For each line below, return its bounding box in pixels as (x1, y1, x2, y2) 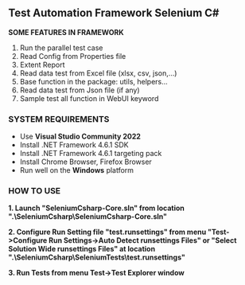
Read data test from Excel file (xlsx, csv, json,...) (19, 68, 177, 78)
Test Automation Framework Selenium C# (8, 6, 220, 20)
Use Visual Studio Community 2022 (19, 131, 142, 142)
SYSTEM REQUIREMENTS (8, 113, 110, 124)
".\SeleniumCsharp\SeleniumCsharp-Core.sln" (8, 212, 168, 221)
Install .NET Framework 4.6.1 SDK (19, 140, 129, 150)
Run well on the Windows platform (19, 166, 134, 175)
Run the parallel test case (19, 43, 103, 53)
